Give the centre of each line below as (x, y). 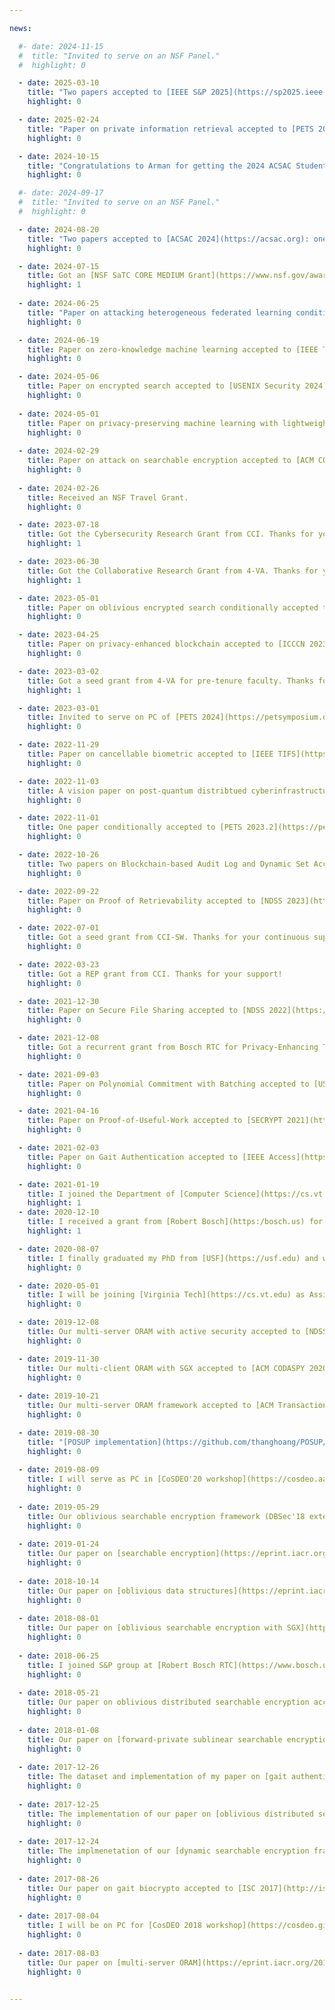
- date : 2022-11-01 (59, 818)
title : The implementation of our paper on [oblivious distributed (170, 1814)
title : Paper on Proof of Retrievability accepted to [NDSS (155, 901)
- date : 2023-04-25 (59, 635)
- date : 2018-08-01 (59, 1619)
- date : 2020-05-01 (59, 1286)
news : (20, 28)
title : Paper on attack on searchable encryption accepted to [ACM (170, 461)
